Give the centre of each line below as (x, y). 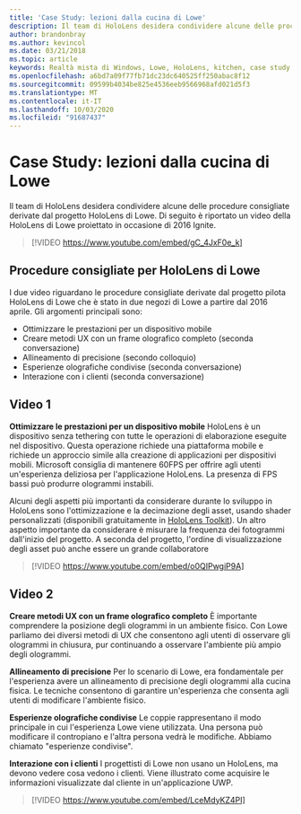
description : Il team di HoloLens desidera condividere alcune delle (142, 26)
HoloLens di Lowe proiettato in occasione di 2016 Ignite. (113, 225)
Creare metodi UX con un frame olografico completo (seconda (138, 338)
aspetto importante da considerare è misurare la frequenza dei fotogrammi (147, 530)
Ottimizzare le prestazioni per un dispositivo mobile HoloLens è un (135, 426)
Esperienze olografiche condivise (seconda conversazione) (132, 367)
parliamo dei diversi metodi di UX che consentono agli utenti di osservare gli (150, 635)
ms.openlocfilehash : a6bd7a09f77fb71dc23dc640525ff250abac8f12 (130, 76)
